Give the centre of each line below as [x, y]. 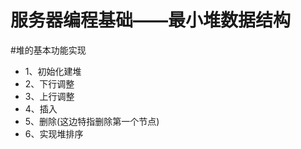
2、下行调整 [49, 83]
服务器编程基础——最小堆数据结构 [151, 20]
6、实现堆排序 [54, 133]
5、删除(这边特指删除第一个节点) [92, 121]
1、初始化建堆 [53, 71]
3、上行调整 [49, 96]
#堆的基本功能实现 [48, 50]
